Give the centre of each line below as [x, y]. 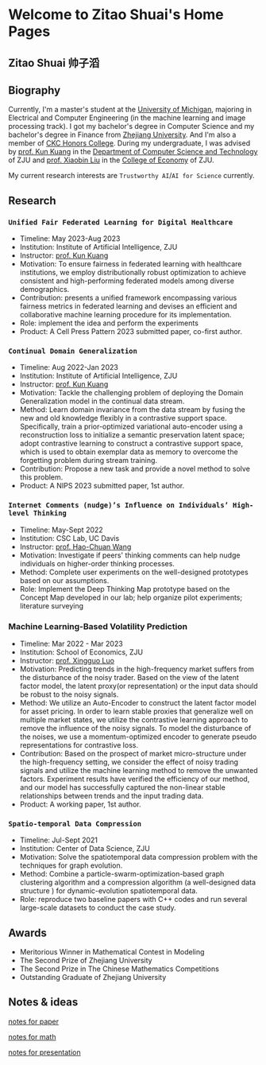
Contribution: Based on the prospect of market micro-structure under [133, 753]
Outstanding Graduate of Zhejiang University [93, 978]
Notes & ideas [43, 1003]
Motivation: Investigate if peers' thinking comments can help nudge [130, 555]
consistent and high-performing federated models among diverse [127, 281]
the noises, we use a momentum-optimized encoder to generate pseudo [138, 737]
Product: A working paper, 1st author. [80, 804]
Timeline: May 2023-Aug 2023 [70, 239]
